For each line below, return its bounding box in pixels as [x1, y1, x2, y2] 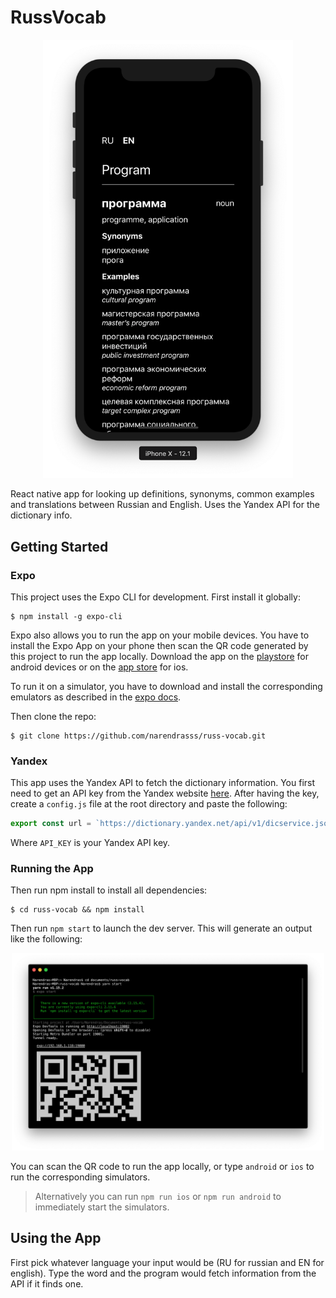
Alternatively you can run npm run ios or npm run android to [34, 1190, 282, 1202]
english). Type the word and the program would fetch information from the [10, 1267, 317, 1279]
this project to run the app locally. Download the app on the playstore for [10, 650, 309, 662]
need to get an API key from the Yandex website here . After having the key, [10, 787, 320, 800]
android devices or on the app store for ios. [10, 661, 189, 673]
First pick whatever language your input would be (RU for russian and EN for [10, 1256, 325, 1268]
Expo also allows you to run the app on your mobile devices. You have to [10, 629, 310, 641]
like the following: [10, 933, 83, 945]
